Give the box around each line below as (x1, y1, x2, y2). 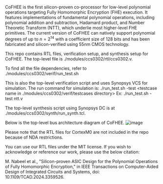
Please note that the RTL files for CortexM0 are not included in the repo (5, 129, 149, 135)
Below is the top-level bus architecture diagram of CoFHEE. (5, 120, 124, 125)
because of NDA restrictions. (5, 134, 63, 140)
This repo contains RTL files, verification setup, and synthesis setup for (5, 51, 148, 57)
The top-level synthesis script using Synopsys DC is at (5, 105, 115, 111)
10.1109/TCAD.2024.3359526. (5, 174, 64, 180)
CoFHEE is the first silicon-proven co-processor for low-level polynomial (5, 4, 151, 10)
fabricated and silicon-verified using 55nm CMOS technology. (5, 41, 130, 47)
